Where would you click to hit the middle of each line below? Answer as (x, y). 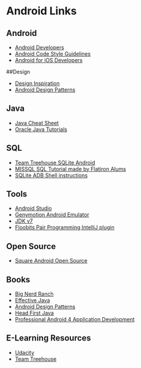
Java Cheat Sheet (37, 123)
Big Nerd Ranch (34, 294)
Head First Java (34, 313)
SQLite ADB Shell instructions (51, 175)
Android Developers (39, 47)
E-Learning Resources (49, 338)
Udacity (24, 352)
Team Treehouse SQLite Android (55, 162)
